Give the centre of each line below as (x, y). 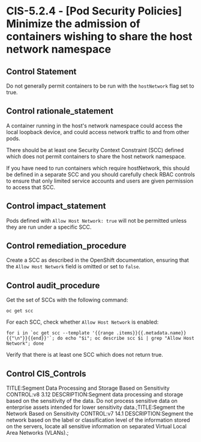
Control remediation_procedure (67, 246)
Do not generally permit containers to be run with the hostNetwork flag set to (100, 86)
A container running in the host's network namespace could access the (94, 126)
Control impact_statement (56, 206)
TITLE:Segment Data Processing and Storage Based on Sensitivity (88, 388)
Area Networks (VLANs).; (37, 433)
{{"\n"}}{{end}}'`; (31, 338)
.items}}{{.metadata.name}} (151, 333)
